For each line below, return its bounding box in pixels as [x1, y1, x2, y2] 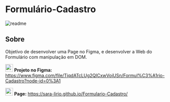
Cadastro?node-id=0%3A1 [5, 78, 61, 84]
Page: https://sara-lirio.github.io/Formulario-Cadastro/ [14, 90, 128, 97]
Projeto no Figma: [14, 67, 52, 73]
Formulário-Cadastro [5, 4, 96, 15]
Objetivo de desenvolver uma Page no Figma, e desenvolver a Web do [5, 48, 152, 54]
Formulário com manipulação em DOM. [5, 54, 87, 60]
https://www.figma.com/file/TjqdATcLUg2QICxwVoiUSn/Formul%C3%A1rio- [5, 72, 165, 78]
